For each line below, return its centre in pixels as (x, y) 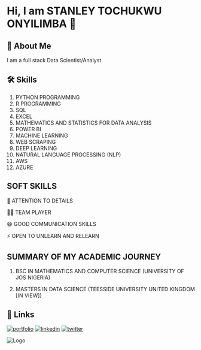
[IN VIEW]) (28, 295)
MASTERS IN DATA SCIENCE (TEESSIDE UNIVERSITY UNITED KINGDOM (105, 289)
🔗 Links (21, 314)
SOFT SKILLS (32, 186)
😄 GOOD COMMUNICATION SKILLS (51, 224)
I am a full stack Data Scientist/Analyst (54, 60)
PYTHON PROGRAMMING (48, 97)
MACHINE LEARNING (42, 135)
